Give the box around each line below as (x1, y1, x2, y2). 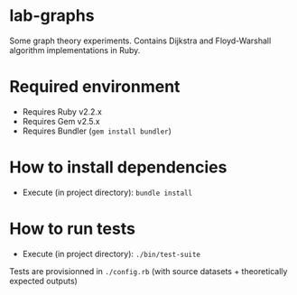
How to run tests (9, 218, 135, 239)
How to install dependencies (9, 157, 227, 178)
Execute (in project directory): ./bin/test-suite (22, 248, 201, 259)
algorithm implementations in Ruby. (9, 44, 141, 55)
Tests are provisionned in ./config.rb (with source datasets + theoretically (9, 265, 288, 276)
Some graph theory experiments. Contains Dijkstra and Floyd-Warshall (9, 35, 272, 46)
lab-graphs (9, 5, 95, 26)
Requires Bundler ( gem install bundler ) (22, 125, 172, 136)
